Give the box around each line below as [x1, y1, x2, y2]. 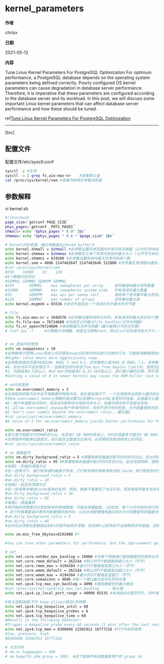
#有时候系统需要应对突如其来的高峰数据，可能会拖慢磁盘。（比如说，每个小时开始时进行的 [5, 505, 158, 510]
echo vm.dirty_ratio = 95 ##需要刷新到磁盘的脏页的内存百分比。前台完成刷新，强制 [5, 459, 159, 465]
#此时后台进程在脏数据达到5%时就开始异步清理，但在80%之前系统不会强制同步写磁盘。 [5, 523, 153, 528]
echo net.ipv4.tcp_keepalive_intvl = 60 [5, 604, 89, 609]
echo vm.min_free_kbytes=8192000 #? [5, 532, 80, 537]
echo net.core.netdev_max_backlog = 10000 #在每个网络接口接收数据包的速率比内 [5, 554, 159, 559]
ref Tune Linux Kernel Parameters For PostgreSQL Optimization [5, 115, 131, 121]
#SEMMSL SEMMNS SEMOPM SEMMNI [5, 279, 67, 284]
